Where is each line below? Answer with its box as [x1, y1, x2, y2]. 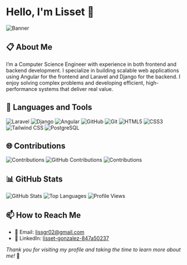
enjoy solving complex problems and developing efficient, [6, 79, 145, 86]
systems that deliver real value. [38, 85, 114, 92]
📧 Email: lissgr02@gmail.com [14, 229, 84, 235]
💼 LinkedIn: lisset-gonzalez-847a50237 [14, 235, 110, 242]
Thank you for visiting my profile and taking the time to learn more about [6, 246, 181, 253]
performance [6, 85, 38, 92]
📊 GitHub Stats [6, 174, 63, 184]
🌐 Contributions [6, 141, 66, 151]
